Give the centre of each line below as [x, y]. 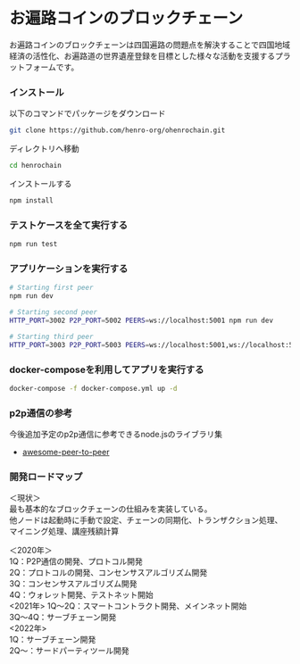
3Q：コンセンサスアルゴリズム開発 [73, 584]
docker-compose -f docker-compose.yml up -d [93, 388]
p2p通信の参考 [41, 413]
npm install [31, 200]
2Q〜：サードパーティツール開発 [69, 651]
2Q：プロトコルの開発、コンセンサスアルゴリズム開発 [108, 573]
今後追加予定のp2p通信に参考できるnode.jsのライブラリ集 [116, 435]
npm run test [33, 245]
